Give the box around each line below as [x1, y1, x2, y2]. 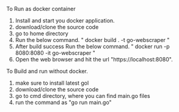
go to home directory [15, 30, 68, 37]
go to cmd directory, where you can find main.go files [15, 93, 151, 99]
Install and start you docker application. [15, 17, 115, 24]
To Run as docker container [6, 5, 76, 12]
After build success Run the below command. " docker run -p [15, 43, 170, 50]
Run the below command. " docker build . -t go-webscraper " [15, 37, 170, 43]
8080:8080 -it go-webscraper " [15, 49, 96, 57]
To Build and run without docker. [6, 68, 89, 75]
